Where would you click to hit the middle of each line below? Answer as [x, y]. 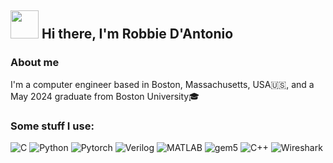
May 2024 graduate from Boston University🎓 [105, 96]
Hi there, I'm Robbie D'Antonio [137, 34]
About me [35, 63]
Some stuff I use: [52, 126]
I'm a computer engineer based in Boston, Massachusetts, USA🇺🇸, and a [162, 84]
